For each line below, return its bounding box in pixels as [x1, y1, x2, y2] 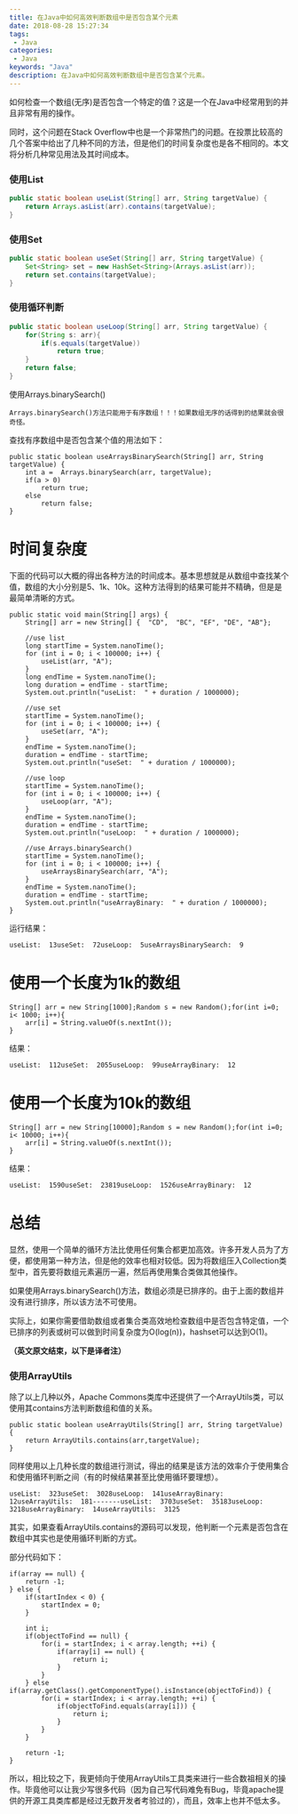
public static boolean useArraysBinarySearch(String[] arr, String [9, 452, 264, 461]
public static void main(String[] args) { [9, 610, 169, 619]
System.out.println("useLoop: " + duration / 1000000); [25, 828, 240, 837]
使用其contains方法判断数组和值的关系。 [9, 1402, 158, 1413]
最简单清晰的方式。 [9, 593, 80, 603]
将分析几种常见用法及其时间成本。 [9, 149, 134, 159]
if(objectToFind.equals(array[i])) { [56, 1701, 197, 1711]
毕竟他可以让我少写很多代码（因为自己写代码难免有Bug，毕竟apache [24, 1784, 277, 1794]
